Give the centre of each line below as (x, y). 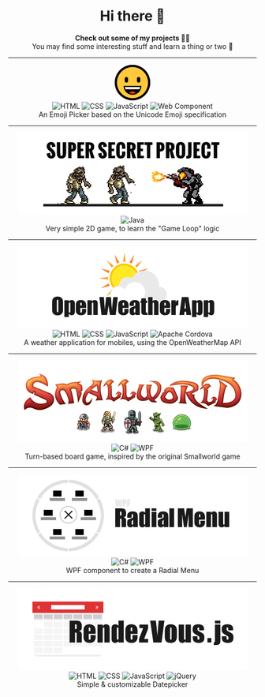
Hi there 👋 (132, 16)
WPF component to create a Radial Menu (132, 570)
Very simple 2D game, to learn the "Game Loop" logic (132, 228)
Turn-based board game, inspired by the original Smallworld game (132, 456)
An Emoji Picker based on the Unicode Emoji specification (132, 114)
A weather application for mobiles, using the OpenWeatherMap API (132, 342)
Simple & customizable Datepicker (132, 684)
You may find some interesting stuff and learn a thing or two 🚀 (132, 46)
